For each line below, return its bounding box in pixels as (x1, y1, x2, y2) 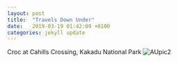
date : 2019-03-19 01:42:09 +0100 (7, 23, 111, 29)
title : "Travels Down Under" (7, 16, 95, 23)
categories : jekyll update (7, 29, 86, 36)
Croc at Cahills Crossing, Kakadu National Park (7, 48, 142, 56)
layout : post (7, 10, 45, 17)
